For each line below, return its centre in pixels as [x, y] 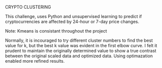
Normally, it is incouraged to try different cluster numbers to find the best [79, 40]
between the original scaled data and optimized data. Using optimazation [79, 56]
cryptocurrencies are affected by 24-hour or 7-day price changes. [72, 22]
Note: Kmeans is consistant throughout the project [56, 31]
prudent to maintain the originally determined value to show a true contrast [81, 51]
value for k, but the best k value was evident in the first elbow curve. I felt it [81, 45]
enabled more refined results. [35, 61]
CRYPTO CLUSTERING [28, 7]
